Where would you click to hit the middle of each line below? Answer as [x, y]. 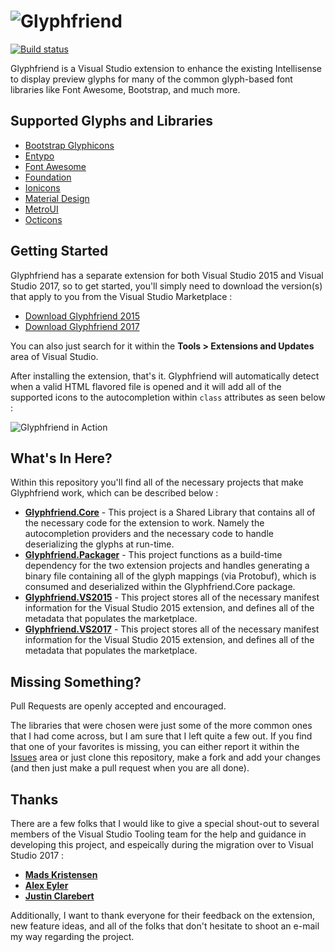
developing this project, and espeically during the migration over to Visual [162, 844]
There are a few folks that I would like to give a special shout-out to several [165, 823]
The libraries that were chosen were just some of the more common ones [161, 726]
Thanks [34, 799]
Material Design [57, 198]
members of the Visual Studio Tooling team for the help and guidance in [158, 834]
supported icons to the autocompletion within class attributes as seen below [168, 397]
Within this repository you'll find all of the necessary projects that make [157, 482]
